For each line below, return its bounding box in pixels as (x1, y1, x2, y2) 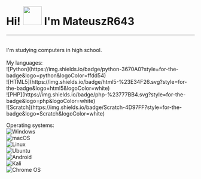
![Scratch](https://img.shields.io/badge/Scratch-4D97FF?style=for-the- (6, 104, 182, 111)
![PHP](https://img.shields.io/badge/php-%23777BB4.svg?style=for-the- (6, 90, 186, 98)
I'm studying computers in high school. (6, 46, 102, 53)
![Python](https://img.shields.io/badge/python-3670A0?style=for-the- (6, 65, 179, 72)
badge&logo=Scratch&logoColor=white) (6, 110, 105, 117)
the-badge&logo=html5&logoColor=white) (6, 84, 110, 92)
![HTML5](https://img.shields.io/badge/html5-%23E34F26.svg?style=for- (6, 78, 187, 85)
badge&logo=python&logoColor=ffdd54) (6, 72, 106, 79)
